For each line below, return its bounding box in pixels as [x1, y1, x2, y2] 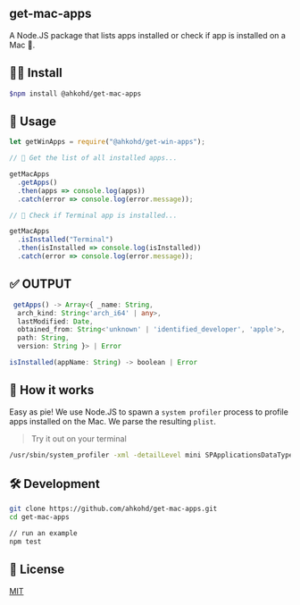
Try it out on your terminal [30, 433, 127, 444]
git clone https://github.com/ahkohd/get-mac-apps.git [9, 504, 218, 514]
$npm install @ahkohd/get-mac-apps [9, 88, 142, 98]
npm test [9, 537, 42, 546]
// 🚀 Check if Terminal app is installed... [9, 211, 178, 220]
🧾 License [9, 562, 65, 577]
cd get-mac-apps [9, 513, 70, 522]
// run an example [9, 529, 78, 538]
